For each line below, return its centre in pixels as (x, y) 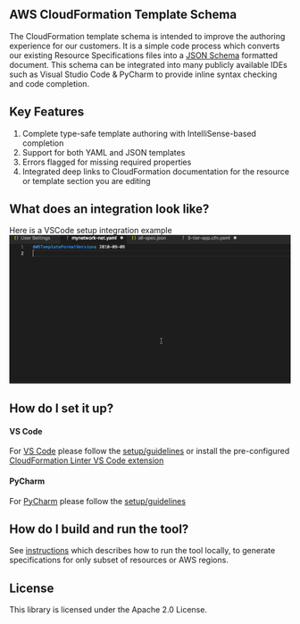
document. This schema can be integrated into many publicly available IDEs (148, 64)
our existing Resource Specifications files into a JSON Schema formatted (144, 55)
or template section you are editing (86, 181)
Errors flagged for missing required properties (107, 162)
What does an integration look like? (109, 209)
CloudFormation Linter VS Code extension (87, 460)
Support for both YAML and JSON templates (104, 152)
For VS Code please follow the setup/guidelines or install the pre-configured (150, 451)
